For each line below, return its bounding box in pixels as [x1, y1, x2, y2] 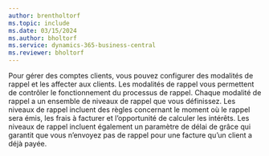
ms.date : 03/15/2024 [8, 26, 78, 34]
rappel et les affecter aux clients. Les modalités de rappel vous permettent [8, 79, 255, 89]
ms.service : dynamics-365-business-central [8, 42, 157, 50]
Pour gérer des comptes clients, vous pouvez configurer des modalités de [8, 71, 254, 80]
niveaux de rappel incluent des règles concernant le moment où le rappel [8, 105, 251, 114]
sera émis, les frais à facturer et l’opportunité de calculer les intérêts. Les [8, 114, 250, 122]
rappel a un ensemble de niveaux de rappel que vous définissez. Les [8, 97, 236, 106]
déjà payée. [8, 139, 47, 148]
